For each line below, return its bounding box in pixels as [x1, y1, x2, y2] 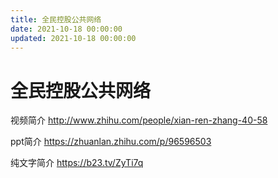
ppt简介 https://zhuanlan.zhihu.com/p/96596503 [10, 136, 212, 148]
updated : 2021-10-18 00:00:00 [10, 33, 137, 43]
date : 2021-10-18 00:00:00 [10, 24, 123, 34]
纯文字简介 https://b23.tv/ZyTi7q [10, 157, 144, 169]
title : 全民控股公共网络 [10, 14, 102, 25]
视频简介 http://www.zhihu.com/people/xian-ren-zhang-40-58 [10, 114, 268, 126]
